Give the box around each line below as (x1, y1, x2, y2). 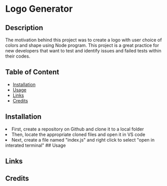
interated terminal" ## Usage (5, 142, 66, 148)
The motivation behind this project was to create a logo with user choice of (5, 37, 162, 43)
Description (5, 23, 43, 32)
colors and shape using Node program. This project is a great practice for (5, 42, 159, 48)
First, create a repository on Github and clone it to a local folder (12, 126, 144, 132)
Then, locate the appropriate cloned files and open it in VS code (12, 131, 146, 138)
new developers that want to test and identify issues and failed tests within (5, 48, 161, 54)
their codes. (5, 53, 30, 59)
